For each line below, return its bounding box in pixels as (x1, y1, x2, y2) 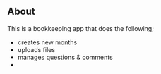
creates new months (17, 38, 78, 47)
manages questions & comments (17, 53, 113, 61)
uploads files (17, 45, 55, 54)
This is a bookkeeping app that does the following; (7, 24, 154, 32)
